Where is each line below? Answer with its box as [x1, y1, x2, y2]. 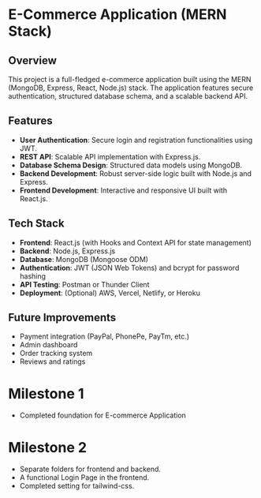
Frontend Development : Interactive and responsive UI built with [19, 185, 227, 195]
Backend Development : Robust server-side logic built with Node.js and [19, 168, 252, 178]
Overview [8, 54, 58, 67]
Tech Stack [8, 217, 65, 230]
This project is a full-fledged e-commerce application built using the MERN [8, 75, 252, 84]
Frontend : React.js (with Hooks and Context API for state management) [19, 238, 252, 247]
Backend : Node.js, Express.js [19, 246, 116, 256]
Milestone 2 [8, 438, 88, 456]
